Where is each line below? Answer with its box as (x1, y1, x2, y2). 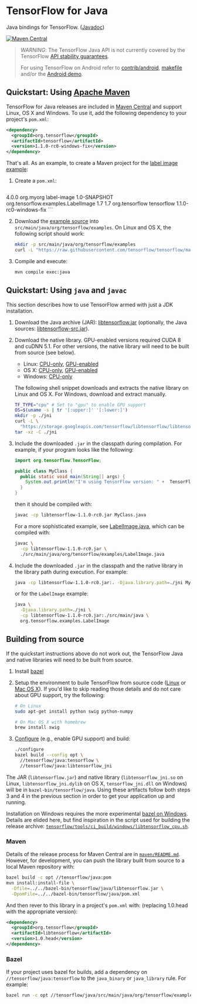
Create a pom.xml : (14, 177, 57, 184)
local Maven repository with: (6, 863, 75, 870)
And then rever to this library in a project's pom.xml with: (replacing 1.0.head (6, 902, 188, 909)
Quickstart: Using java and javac (6, 286, 127, 296)
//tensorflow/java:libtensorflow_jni (20, 763, 113, 769)
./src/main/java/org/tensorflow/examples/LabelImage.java (20, 551, 165, 557)
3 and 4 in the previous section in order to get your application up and (6, 792, 175, 799)
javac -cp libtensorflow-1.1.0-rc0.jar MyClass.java (14, 512, 147, 518)
